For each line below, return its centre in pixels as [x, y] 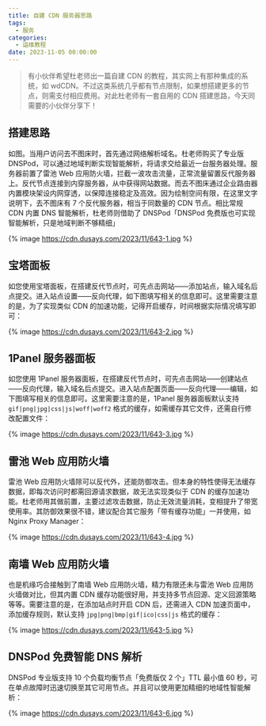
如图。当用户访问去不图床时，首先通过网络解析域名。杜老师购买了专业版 [126, 153]
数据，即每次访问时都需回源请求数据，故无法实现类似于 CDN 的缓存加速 [125, 492]
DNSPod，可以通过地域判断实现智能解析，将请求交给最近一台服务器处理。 [129, 163]
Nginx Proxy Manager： [47, 521]
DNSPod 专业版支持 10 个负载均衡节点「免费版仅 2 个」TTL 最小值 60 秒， [129, 677]
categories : [28, 38]
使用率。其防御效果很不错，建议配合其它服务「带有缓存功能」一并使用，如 [129, 511]
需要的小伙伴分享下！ [62, 105]
